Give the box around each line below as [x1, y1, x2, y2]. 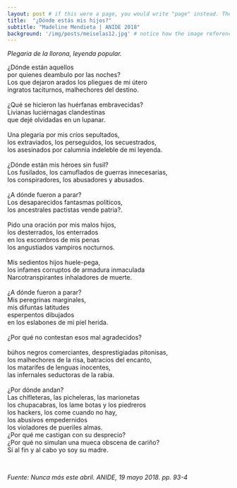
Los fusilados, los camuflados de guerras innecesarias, [7, 168, 168, 177]
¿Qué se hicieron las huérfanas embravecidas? [7, 100, 143, 109]
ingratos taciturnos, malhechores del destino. [7, 85, 139, 94]
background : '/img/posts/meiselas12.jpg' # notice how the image [7, 30, 203, 37]
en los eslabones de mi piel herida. [7, 319, 109, 327]
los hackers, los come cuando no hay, [7, 408, 118, 417]
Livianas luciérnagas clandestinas [7, 108, 106, 117]
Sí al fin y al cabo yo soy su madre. [7, 446, 109, 454]
